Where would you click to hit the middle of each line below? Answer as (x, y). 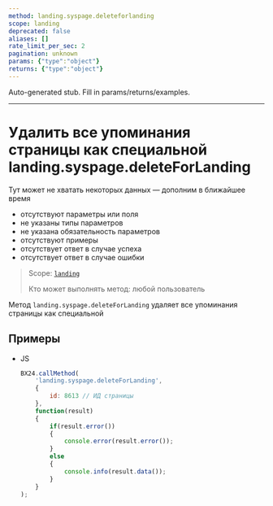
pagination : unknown (43, 54)
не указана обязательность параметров (90, 231)
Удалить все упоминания (100, 132)
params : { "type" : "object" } (54, 62)
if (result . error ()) (82, 426)
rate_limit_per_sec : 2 (47, 46)
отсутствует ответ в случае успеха (81, 248)
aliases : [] (28, 39)
